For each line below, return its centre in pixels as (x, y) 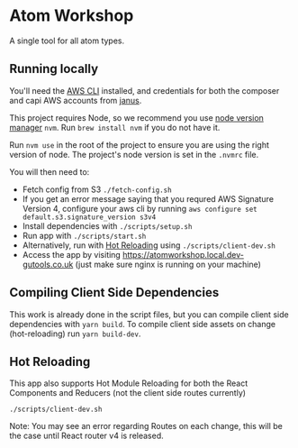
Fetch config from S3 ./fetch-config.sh (97, 189)
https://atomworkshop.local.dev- (184, 254)
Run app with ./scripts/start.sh (84, 235)
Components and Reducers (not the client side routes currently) (127, 393)
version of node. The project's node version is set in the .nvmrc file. (134, 154)
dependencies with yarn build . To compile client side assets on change (143, 324)
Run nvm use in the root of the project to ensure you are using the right (140, 144)
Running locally (54, 69)
